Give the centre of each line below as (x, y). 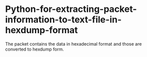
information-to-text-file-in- (63, 20)
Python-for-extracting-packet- (71, 9)
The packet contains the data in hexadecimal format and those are (73, 44)
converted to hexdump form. (34, 49)
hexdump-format (41, 30)
